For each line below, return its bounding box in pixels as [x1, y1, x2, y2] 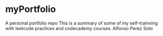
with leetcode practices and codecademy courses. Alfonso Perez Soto [5, 25, 153, 31]
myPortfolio [5, 3, 56, 15]
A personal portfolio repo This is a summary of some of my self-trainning [5, 20, 158, 26]
